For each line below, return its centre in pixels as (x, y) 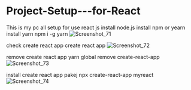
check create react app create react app (56, 45)
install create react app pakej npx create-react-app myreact (80, 75)
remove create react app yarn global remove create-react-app (83, 57)
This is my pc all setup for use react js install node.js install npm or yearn (96, 27)
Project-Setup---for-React (73, 11)
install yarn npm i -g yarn (37, 33)
